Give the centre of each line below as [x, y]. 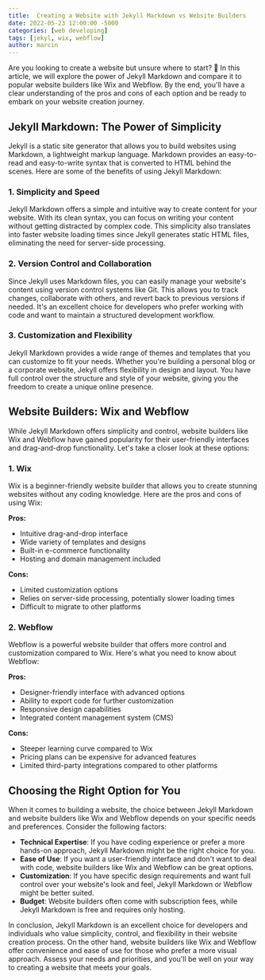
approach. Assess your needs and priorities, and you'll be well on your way [131, 959]
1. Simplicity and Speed [54, 192]
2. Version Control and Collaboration [80, 264]
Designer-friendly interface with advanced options [102, 693]
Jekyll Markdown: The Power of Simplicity [115, 127]
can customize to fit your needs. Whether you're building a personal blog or [132, 361]
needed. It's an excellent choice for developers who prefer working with [126, 306]
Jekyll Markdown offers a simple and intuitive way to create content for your [133, 209]
